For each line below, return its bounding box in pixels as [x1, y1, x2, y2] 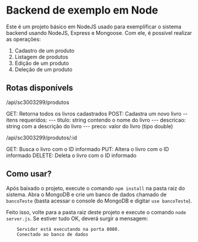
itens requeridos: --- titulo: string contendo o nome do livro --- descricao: [6, 116, 186, 123]
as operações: [6, 35, 41, 42]
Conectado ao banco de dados [17, 231, 89, 237]
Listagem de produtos [14, 53, 69, 60]
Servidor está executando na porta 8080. [17, 226, 120, 232]
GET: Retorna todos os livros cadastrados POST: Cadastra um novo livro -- [6, 110, 188, 117]
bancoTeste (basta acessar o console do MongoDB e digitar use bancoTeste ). [6, 197, 192, 204]
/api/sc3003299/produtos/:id [6, 134, 77, 141]
